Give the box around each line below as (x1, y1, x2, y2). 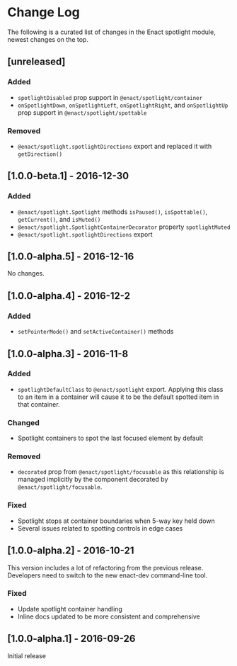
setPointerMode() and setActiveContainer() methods (17, 327, 174, 336)
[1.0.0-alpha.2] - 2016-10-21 (7, 545, 134, 557)
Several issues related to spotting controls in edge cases (17, 524, 183, 532)
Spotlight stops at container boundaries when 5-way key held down (17, 517, 216, 525)
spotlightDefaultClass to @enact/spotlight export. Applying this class (17, 385, 224, 393)
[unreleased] (7, 56, 66, 68)
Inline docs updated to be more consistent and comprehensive (17, 612, 200, 621)
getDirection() (17, 150, 63, 158)
